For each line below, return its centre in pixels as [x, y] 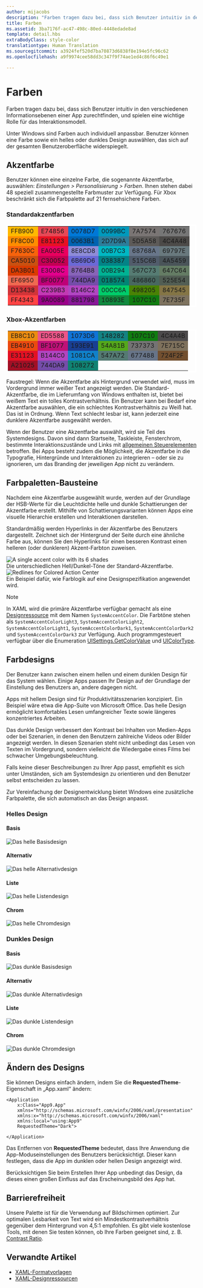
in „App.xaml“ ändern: [64, 1089]
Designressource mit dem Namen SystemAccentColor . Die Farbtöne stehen [98, 615]
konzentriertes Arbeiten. [37, 718]
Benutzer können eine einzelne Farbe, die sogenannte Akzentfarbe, [90, 180]
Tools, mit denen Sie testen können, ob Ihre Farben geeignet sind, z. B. [94, 1232]
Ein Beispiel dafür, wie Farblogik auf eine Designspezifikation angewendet [98, 578]
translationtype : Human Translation [52, 46]
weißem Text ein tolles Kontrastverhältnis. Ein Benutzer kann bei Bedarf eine [101, 401]
